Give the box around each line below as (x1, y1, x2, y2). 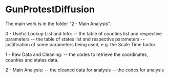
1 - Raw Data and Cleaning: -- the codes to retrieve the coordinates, (5, 51, 149, 57)
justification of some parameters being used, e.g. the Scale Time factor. (5, 41, 157, 47)
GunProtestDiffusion (5, 4, 95, 15)
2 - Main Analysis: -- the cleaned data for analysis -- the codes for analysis (5, 67, 164, 73)
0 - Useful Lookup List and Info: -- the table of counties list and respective (5, 30, 162, 36)
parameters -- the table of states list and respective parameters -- (5, 36, 145, 42)
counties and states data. (5, 56, 59, 63)
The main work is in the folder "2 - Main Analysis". (5, 21, 111, 27)
